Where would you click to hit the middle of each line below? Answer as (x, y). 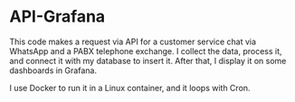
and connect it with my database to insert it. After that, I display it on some (148, 60)
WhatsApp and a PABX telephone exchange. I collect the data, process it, (146, 51)
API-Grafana (57, 17)
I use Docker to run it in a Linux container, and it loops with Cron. (130, 88)
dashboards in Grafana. (53, 70)
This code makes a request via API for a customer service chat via (133, 42)
